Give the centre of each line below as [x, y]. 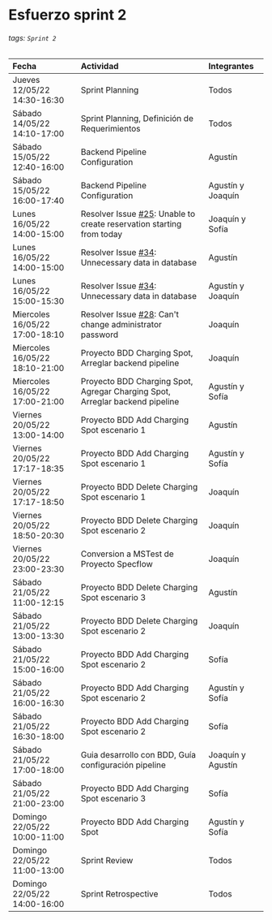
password [100, 335]
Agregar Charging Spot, [126, 391]
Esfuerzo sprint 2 [68, 15]
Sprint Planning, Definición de [137, 119]
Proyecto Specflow [117, 564]
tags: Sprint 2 [32, 37]
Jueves [26, 80]
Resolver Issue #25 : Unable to [138, 214]
